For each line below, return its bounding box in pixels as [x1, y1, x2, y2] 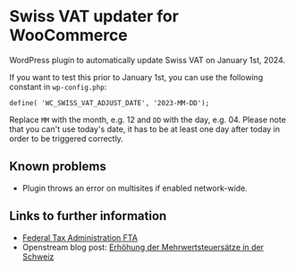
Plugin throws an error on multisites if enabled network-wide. [21, 183, 249, 193]
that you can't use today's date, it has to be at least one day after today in [9, 123, 281, 135]
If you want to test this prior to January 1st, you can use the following [9, 71, 264, 82]
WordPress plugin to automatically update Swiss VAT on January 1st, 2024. [9, 54, 286, 65]
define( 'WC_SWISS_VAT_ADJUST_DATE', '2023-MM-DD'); [9, 98, 210, 108]
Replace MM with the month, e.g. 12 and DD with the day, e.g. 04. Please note [9, 114, 286, 125]
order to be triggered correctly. [9, 133, 123, 143]
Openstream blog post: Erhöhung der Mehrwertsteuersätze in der [21, 241, 265, 252]
